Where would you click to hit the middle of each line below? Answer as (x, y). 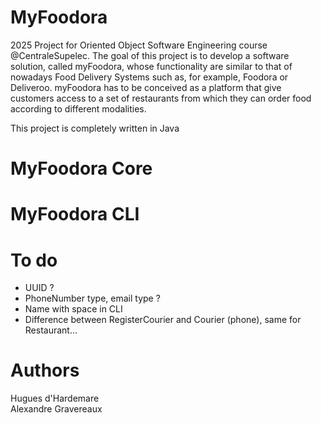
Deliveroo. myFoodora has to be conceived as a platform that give (146, 87)
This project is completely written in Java (95, 128)
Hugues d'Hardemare (55, 398)
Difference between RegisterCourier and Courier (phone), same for (163, 320)
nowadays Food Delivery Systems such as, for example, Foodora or (149, 77)
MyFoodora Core (81, 168)
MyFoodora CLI (75, 214)
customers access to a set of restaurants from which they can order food (161, 98)
